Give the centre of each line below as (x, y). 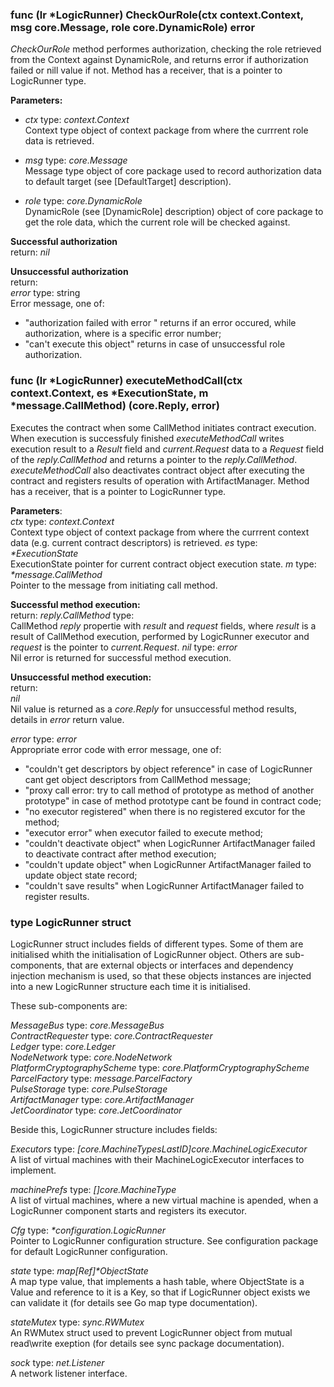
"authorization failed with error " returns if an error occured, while (160, 323)
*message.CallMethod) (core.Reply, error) (115, 406)
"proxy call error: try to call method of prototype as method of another (169, 790)
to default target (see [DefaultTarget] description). (128, 182)
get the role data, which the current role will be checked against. (157, 222)
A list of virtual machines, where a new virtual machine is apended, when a (164, 1200)
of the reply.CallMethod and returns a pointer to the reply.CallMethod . (154, 459)
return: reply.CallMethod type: (72, 615)
